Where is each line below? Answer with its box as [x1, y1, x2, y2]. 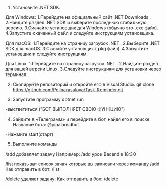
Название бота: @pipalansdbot [12, 122, 79, 127]
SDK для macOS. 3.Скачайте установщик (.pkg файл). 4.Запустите [5, 46, 148, 51]
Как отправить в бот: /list [5, 166, 60, 172]
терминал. [5, 71, 28, 78]
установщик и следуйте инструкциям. [5, 51, 88, 57]
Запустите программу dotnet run [12, 96, 84, 102]
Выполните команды [12, 141, 58, 147]
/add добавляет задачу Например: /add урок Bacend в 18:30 [5, 151, 136, 157]
